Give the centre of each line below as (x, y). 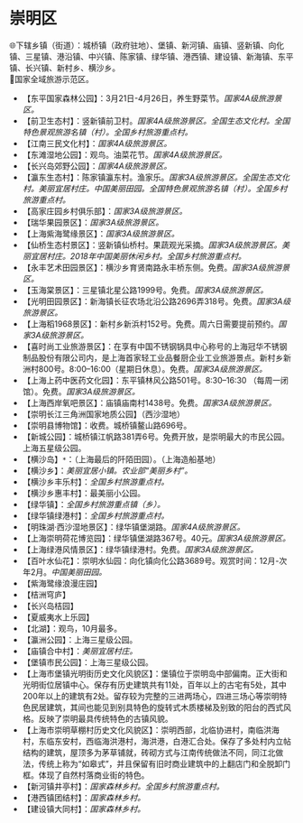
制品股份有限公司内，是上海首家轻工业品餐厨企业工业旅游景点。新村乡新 (156, 357)
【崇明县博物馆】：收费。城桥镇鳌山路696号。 (107, 425)
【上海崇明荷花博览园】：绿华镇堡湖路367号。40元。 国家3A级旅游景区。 (156, 538)
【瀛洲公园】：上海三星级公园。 (80, 639)
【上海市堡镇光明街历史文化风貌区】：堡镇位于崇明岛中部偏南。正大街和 (155, 673)
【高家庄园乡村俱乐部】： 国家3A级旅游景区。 (105, 211)
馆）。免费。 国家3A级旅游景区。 (81, 391)
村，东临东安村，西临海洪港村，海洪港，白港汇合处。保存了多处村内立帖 (156, 741)
